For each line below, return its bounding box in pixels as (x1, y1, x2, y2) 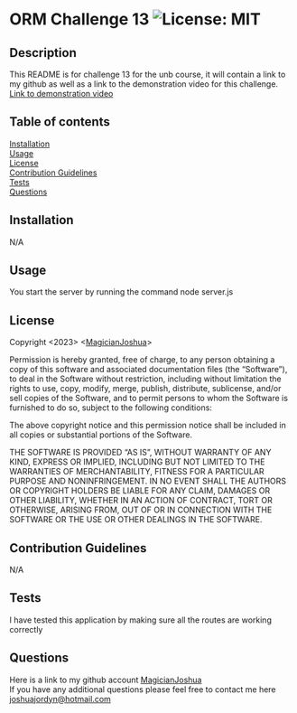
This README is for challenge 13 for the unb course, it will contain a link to (9, 69, 286, 80)
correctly (9, 624, 43, 634)
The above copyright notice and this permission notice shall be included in (9, 420, 286, 431)
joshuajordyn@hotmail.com (9, 693, 111, 704)
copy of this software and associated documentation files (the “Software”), (9, 364, 288, 375)
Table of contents (9, 114, 110, 130)
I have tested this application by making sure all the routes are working (9, 614, 273, 625)
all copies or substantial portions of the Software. (9, 429, 192, 440)
